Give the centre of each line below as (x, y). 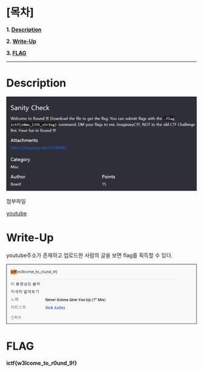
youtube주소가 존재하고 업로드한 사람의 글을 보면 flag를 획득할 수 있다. (90, 255)
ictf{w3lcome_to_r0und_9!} (42, 363)
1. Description (24, 29)
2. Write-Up (21, 41)
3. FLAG (16, 53)
